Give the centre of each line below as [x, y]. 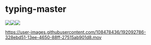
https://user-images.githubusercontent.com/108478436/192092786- [76, 32]
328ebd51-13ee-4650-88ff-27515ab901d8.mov [53, 37]
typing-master [36, 9]
